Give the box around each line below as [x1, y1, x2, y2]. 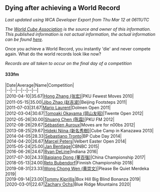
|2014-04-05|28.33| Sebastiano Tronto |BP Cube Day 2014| [5, 133, 122, 139]
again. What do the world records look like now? [5, 51, 101, 57]
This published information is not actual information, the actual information [5, 31, 156, 37]
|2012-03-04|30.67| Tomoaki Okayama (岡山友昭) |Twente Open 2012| [5, 111, 144, 116]
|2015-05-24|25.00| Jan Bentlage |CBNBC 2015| [5, 144, 99, 149]
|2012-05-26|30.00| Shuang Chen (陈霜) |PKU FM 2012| [5, 116, 115, 123]
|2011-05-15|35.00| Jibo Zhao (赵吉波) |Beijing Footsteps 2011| [5, 99, 127, 105]
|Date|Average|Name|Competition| [5, 82, 74, 88]
